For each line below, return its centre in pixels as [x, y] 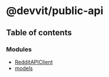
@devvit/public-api [55, 11]
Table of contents [39, 33]
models [24, 68]
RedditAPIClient [34, 62]
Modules [19, 49]
